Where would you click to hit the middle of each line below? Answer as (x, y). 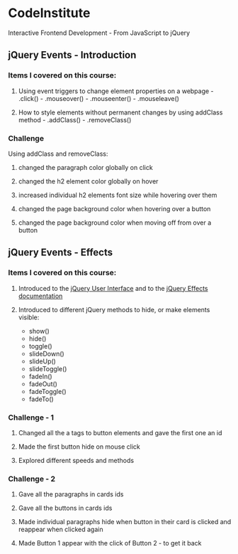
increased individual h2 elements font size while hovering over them (118, 195)
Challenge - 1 (31, 417)
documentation (40, 296)
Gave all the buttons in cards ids (65, 508)
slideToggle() (48, 368)
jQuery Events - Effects (61, 253)
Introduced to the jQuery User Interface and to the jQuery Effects (113, 288)
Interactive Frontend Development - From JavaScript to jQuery (99, 33)
